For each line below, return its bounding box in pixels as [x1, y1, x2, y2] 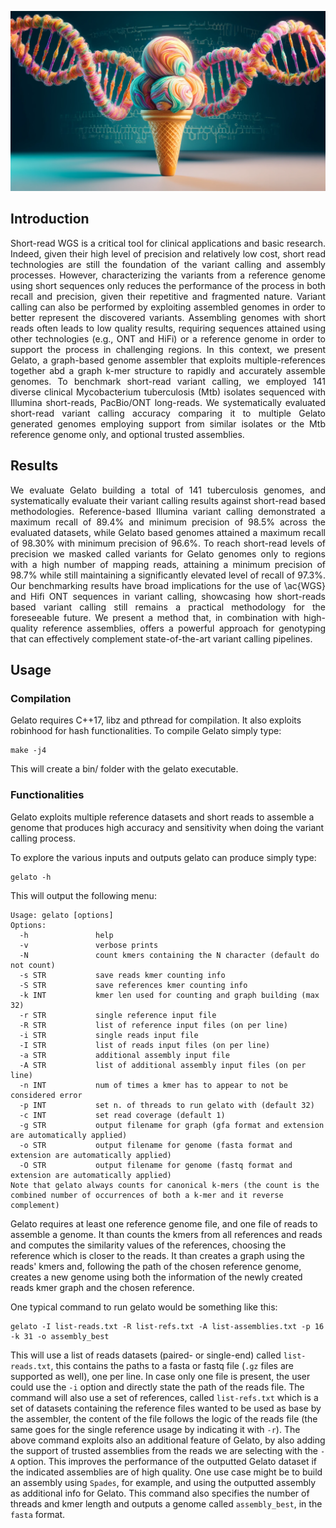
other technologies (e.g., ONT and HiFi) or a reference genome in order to [10, 332, 326, 345]
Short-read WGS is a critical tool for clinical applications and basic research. [10, 237, 326, 249]
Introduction [10, 211, 90, 228]
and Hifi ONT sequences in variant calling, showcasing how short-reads [10, 590, 326, 602]
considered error [10, 1090, 83, 1100]
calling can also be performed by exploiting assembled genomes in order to [10, 301, 326, 313]
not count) [10, 960, 56, 970]
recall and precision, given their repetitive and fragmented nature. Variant [10, 290, 326, 302]
